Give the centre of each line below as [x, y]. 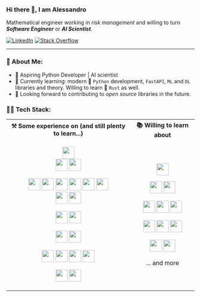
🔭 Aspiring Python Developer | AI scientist [66, 75]
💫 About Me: [25, 62]
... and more [162, 263]
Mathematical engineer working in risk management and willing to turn [93, 23]
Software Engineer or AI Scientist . [49, 29]
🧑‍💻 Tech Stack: [29, 109]
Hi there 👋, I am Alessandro [46, 10]
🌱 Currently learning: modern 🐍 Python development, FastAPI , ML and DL [103, 81]
